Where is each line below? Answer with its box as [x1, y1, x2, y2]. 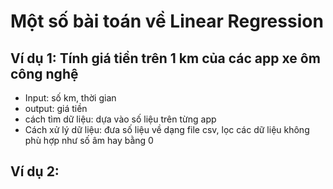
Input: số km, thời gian [24, 92, 117, 104]
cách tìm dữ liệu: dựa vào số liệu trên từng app [24, 113, 217, 125]
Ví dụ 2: [10, 163, 60, 180]
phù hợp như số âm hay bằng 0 [24, 135, 154, 146]
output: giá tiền [24, 103, 88, 114]
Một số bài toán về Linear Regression [10, 10, 324, 33]
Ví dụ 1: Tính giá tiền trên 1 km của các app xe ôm [10, 50, 321, 67]
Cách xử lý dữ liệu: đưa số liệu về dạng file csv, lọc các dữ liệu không [24, 124, 310, 135]
